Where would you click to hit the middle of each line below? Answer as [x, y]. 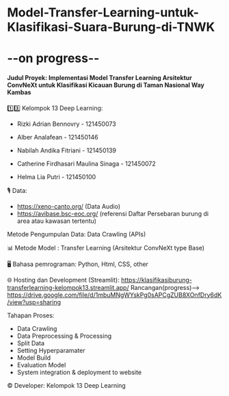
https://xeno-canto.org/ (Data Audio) [69, 206]
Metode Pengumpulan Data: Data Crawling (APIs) [77, 234]
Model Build [34, 358]
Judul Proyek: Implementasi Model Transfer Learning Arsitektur [100, 77]
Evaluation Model [41, 365]
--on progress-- [53, 58]
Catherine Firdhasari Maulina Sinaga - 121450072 [86, 163]
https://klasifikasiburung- [157, 280]
